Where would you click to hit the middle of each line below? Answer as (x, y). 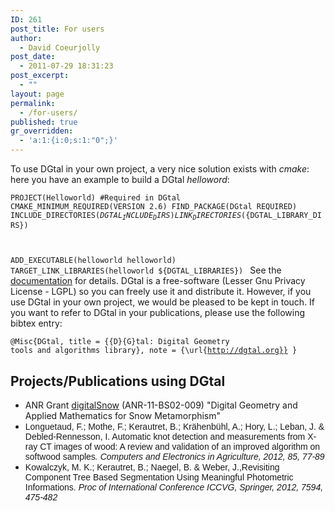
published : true (44, 122)
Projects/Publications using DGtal (118, 381)
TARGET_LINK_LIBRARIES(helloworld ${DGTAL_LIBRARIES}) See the (146, 270)
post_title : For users (57, 29)
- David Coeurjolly (60, 47)
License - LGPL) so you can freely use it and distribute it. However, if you (161, 292)
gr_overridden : (42, 131)
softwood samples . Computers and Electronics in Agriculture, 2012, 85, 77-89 (174, 457)
